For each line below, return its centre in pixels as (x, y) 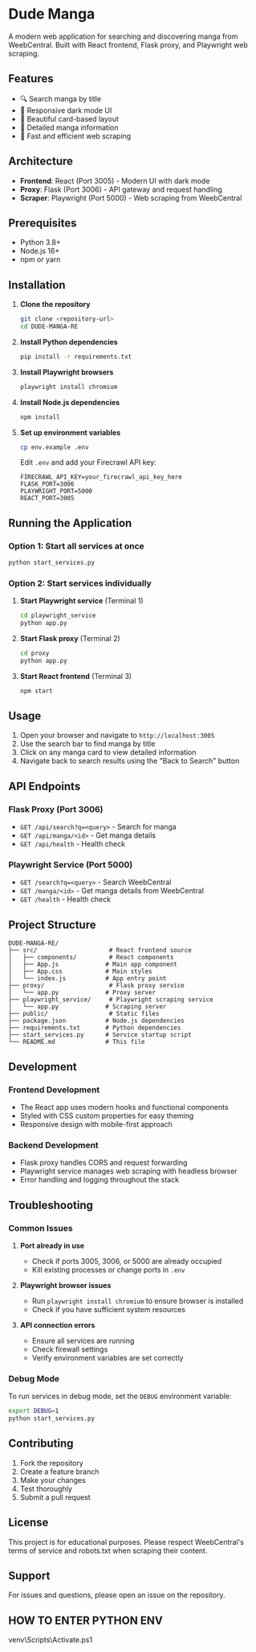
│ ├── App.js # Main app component (93, 965)
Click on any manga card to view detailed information (108, 752)
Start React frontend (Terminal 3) (76, 676)
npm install (40, 417)
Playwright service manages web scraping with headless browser (129, 1171)
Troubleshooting (51, 1205)
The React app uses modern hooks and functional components (124, 1107)
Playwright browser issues (65, 1285)
